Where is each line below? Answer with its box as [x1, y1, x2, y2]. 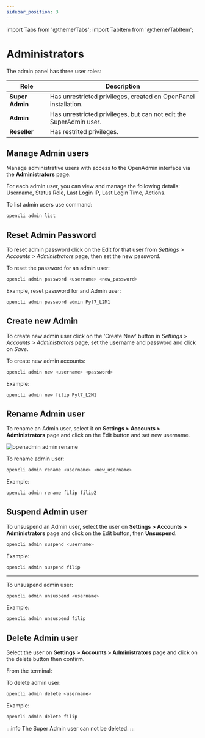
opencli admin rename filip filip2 [6, 490, 97, 496]
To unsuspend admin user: [6, 581, 73, 588]
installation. [49, 100, 83, 108]
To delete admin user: [6, 679, 61, 687]
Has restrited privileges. [49, 127, 119, 136]
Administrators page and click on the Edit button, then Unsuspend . [6, 530, 177, 537]
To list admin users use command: [6, 201, 93, 208]
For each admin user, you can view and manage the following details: [6, 183, 180, 190]
